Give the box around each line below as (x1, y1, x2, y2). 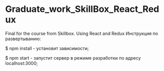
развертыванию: (5, 36, 41, 42)
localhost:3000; (5, 60, 38, 66)
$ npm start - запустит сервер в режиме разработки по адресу (5, 55, 141, 61)
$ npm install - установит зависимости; (5, 45, 89, 51)
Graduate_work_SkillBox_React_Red (5, 3, 159, 15)
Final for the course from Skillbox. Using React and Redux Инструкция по (5, 30, 158, 36)
